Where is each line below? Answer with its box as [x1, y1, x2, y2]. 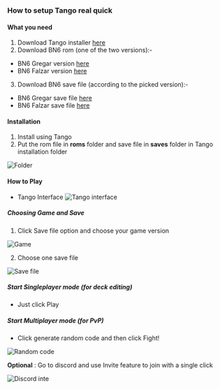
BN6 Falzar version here [17, 67, 87, 75]
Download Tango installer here [17, 38, 106, 47]
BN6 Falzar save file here [17, 101, 90, 110]
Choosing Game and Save [7, 209, 85, 217]
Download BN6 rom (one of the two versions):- [17, 46, 152, 54]
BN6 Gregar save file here [17, 94, 92, 103]
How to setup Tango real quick [7, 6, 113, 15]
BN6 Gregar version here [17, 59, 89, 68]
